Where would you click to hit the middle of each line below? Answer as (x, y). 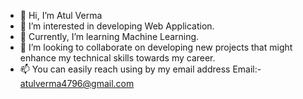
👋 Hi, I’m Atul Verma (61, 15)
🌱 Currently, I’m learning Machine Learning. (109, 36)
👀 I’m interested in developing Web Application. (117, 26)
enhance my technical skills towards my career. (117, 58)
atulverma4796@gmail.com (77, 83)
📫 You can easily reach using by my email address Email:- (140, 69)
